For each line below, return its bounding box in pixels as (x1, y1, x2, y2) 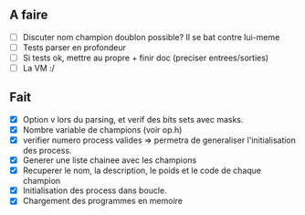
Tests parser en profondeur (22, 41, 126, 53)
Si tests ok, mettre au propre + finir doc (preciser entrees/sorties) (22, 52, 269, 63)
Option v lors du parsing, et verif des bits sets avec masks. (22, 113, 244, 124)
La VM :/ (22, 63, 55, 73)
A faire (9, 7, 48, 23)
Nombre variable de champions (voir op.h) (22, 124, 183, 135)
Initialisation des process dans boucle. (22, 185, 167, 196)
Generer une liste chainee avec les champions (22, 155, 197, 166)
